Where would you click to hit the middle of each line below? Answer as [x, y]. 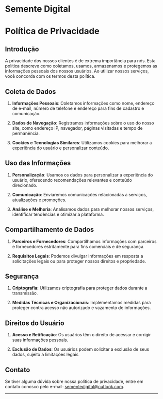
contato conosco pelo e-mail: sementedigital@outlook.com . [65, 387]
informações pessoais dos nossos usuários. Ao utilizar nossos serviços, [77, 71]
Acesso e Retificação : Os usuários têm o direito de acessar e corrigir [81, 335]
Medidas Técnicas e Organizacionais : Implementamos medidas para [81, 303]
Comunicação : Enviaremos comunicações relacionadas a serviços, [79, 194]
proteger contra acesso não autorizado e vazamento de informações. [81, 308]
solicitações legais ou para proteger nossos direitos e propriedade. [79, 261]
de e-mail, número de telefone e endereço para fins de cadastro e [78, 108]
